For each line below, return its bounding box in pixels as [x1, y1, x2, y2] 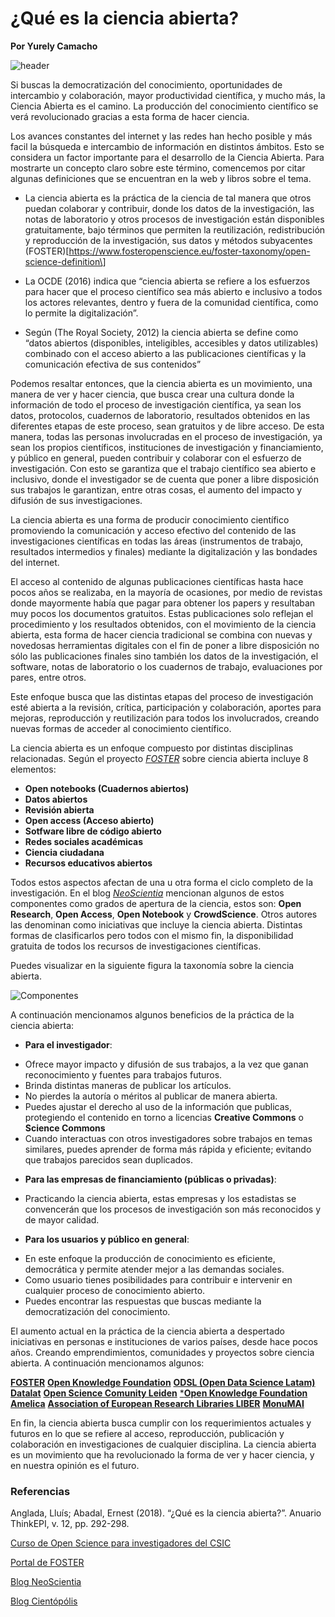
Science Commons [24, 1122, 106, 1134]
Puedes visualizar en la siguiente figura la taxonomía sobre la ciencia [10, 959, 295, 971]
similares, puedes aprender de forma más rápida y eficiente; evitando [24, 1143, 312, 1155]
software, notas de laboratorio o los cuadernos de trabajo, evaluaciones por [10, 660, 323, 672]
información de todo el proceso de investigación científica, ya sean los [10, 398, 302, 411]
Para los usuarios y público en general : [24, 1233, 190, 1245]
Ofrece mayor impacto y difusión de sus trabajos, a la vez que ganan [24, 1058, 309, 1070]
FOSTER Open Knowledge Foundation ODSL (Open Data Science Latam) [10, 1376, 316, 1388]
